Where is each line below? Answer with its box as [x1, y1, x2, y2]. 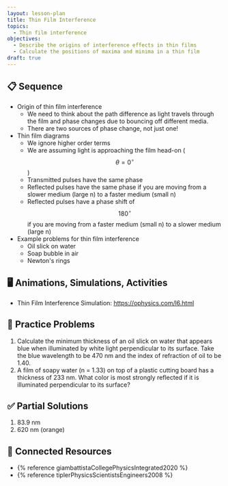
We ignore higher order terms [27, 138, 111, 147]
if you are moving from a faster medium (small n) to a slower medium [27, 220, 221, 228]
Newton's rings [27, 256, 70, 264]
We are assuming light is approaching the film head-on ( [27, 146, 186, 154]
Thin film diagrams [16, 131, 70, 140]
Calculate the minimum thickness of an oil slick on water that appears [16, 337, 213, 345]
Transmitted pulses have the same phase [27, 176, 143, 184]
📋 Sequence [7, 81, 63, 92]
